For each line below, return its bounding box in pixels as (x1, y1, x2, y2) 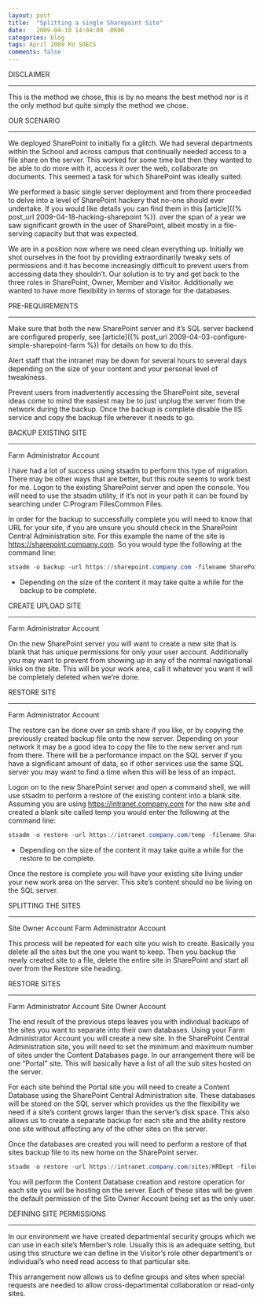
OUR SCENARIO (8, 116, 60, 125)
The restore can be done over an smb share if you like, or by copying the (8, 725, 244, 735)
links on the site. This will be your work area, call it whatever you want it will (8, 664, 253, 673)
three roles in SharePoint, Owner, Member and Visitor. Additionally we (8, 278, 234, 287)
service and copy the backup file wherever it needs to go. (8, 413, 195, 422)
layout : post (8, 11, 51, 20)
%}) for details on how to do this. (86, 341, 194, 350)
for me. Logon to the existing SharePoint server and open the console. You (8, 483, 250, 492)
